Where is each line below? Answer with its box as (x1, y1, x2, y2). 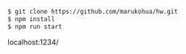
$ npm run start (7, 23, 62, 31)
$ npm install (7, 15, 56, 23)
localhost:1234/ (7, 37, 59, 47)
